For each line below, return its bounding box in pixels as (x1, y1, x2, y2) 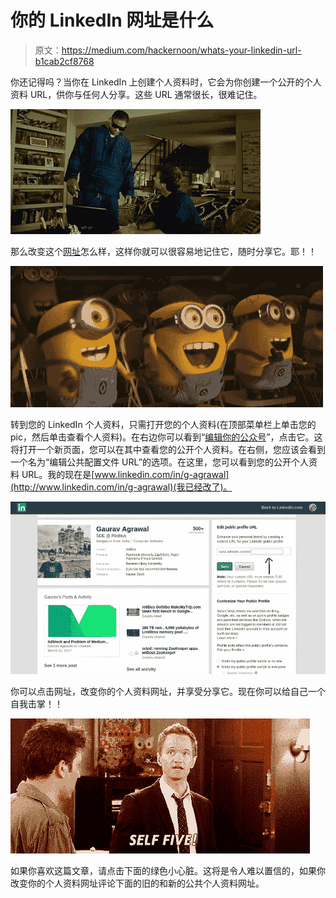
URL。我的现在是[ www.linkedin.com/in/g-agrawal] (21, 468, 230, 480)
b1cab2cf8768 (34, 55, 95, 67)
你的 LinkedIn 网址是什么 (10, 9, 215, 32)
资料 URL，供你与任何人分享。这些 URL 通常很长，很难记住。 (10, 88, 263, 100)
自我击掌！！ (10, 698, 63, 710)
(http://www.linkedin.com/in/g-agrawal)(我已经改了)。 (10, 481, 233, 493)
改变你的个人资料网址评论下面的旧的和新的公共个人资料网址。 (10, 877, 265, 890)
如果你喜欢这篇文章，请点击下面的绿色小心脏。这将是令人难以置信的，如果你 (10, 865, 326, 877)
